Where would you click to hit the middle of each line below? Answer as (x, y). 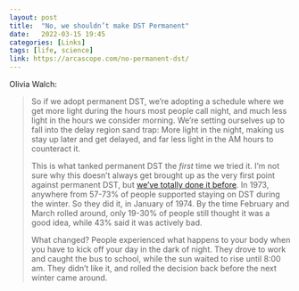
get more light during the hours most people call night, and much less (159, 111)
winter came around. (69, 278)
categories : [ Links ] (48, 42)
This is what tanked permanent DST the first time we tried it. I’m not (155, 166)
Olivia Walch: (33, 84)
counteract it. (55, 149)
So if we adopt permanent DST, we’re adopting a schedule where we (158, 101)
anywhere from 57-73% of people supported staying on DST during (156, 194)
